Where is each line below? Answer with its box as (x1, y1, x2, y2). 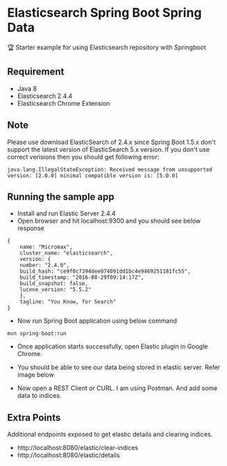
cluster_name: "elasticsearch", (19, 250, 113, 257)
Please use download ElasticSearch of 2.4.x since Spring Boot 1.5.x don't (7, 138, 217, 146)
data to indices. (17, 392, 62, 400)
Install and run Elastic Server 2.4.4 (17, 209, 116, 218)
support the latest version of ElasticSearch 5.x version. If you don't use (7, 145, 210, 154)
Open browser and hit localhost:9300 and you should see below (17, 217, 201, 225)
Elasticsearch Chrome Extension (17, 99, 110, 107)
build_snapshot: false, (19, 280, 89, 287)
